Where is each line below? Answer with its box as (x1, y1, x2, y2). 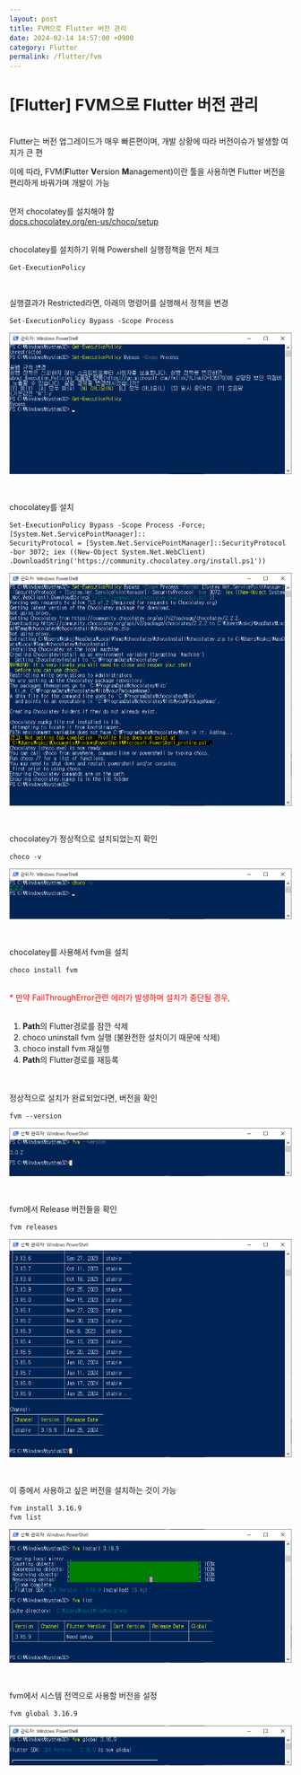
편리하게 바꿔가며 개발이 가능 (9, 178, 110, 189)
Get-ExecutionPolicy (9, 263, 87, 273)
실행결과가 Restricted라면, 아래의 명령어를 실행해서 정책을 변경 (9, 297, 228, 309)
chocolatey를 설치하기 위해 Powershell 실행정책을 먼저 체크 (9, 244, 219, 255)
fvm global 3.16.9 (9, 1709, 78, 1718)
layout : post (9, 14, 58, 23)
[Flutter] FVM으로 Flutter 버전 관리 (9, 95, 259, 116)
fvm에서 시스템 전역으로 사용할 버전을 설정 (9, 1690, 158, 1700)
